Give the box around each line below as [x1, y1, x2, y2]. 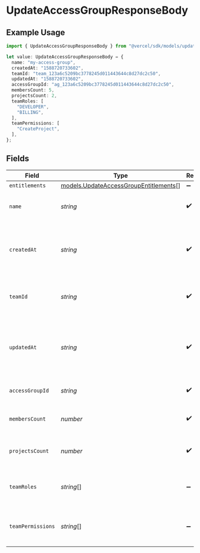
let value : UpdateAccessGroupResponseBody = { [6, 54, 124, 60]
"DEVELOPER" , [17, 104, 49, 110]
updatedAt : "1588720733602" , [11, 76, 84, 82]
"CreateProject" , [17, 126, 60, 132]
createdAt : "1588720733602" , [11, 65, 84, 71]
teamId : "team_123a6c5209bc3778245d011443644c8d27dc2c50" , [11, 70, 161, 76]
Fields [6, 153, 30, 164]
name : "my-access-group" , [11, 59, 76, 66]
